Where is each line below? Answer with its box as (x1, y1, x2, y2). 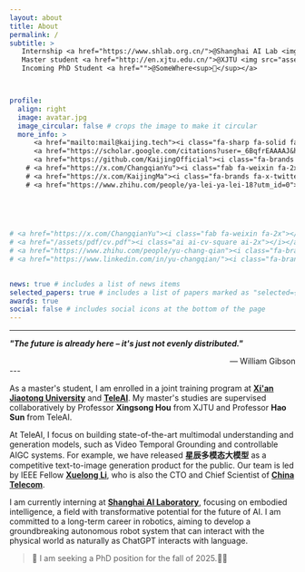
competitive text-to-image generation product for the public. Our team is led (9, 460, 295, 471)
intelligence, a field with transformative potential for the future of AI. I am (9, 507, 281, 518)
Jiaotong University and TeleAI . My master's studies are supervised (9, 393, 267, 403)
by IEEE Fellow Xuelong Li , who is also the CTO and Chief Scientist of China (9, 470, 295, 480)
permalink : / (9, 30, 59, 39)
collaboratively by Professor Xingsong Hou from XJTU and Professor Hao (9, 402, 287, 413)
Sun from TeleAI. (9, 412, 73, 422)
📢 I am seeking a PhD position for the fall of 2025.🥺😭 (31, 553, 229, 564)
